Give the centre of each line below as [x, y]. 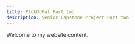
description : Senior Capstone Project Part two [68, 17]
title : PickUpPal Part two [40, 12]
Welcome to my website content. [47, 34]
